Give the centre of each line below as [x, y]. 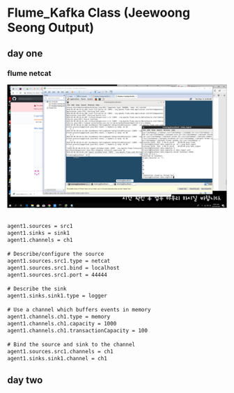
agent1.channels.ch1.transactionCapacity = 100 [78, 331]
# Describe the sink [37, 289]
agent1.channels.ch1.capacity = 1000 [62, 324]
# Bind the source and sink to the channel [71, 345]
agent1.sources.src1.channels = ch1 [60, 352]
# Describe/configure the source [56, 254]
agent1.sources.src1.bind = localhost [63, 268]
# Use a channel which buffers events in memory [79, 310]
